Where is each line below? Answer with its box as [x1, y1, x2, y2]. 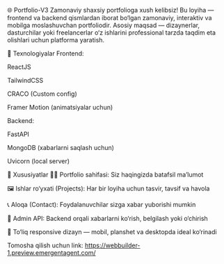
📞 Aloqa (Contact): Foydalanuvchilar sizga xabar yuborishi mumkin [7, 201, 196, 208]
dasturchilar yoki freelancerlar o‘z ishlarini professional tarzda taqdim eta [7, 28, 216, 37]
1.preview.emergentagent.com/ [7, 249, 96, 256]
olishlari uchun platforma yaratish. [7, 36, 105, 44]
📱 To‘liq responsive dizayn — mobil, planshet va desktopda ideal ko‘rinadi [7, 228, 217, 236]
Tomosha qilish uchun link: [7, 241, 83, 249]
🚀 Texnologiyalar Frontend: [7, 49, 85, 58]
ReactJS [7, 63, 31, 71]
